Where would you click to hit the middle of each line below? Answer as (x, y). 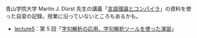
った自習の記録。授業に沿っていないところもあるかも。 (73, 16)
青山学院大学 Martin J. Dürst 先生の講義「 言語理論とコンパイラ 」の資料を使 (98, 9)
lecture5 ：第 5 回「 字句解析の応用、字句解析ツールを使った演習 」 (95, 29)
